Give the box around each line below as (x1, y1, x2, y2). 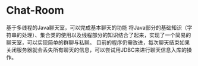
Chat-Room (6, 4, 64, 17)
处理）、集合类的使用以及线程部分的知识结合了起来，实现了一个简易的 (21, 31, 191, 39)
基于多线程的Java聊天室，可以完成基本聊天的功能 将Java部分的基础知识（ (6, 24, 187, 31)
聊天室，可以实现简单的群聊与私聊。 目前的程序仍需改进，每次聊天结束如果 (6, 39, 190, 46)
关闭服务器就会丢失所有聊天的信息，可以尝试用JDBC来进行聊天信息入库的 (6, 46, 187, 54)
